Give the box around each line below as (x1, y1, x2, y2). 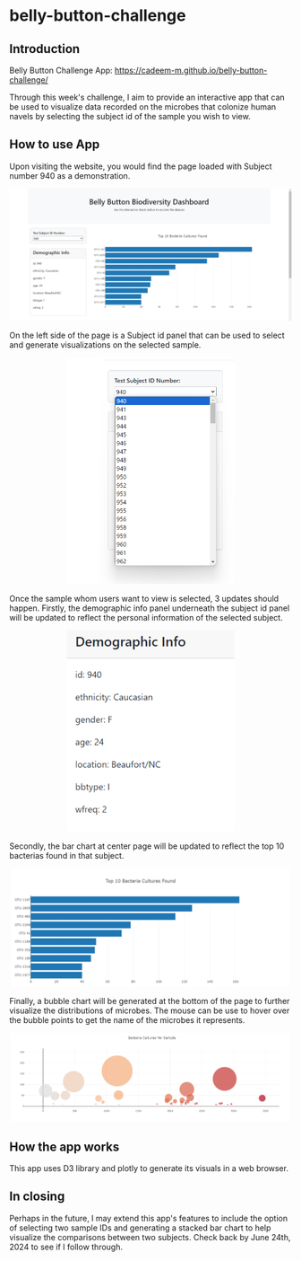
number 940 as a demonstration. (9, 170, 131, 181)
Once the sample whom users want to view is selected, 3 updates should (9, 593, 279, 604)
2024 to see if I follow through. (9, 1241, 124, 1252)
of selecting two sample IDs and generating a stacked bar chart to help (9, 1222, 271, 1233)
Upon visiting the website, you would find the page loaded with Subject (9, 161, 272, 172)
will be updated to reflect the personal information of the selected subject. (9, 612, 284, 622)
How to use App (9, 137, 100, 153)
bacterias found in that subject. (9, 850, 125, 860)
